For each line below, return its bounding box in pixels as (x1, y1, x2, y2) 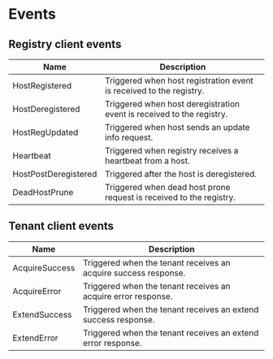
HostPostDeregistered (12, 168, 97, 179)
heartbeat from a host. (104, 155, 191, 167)
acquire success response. (82, 267, 186, 279)
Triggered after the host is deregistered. (104, 168, 258, 179)
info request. (104, 132, 154, 143)
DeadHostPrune (12, 187, 74, 197)
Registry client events (8, 37, 122, 51)
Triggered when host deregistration (104, 98, 240, 110)
